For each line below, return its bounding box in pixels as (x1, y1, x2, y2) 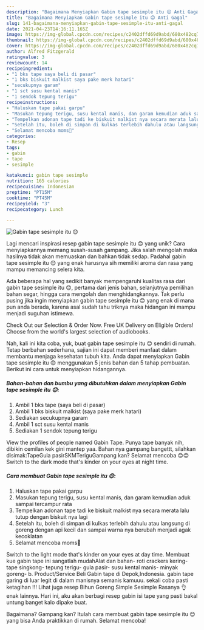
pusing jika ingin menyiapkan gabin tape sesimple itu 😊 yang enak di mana (6, 297, 194, 304)
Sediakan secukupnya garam (15, 414, 88, 422)
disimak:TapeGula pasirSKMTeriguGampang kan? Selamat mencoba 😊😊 (6, 452, 189, 459)
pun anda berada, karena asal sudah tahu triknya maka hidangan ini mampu (6, 303, 196, 310)
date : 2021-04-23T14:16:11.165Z (6, 26, 88, 32)
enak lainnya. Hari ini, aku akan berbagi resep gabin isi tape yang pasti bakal (6, 592, 198, 600)
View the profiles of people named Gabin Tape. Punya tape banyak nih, (6, 439, 184, 447)
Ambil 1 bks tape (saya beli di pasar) (15, 402, 106, 409)
